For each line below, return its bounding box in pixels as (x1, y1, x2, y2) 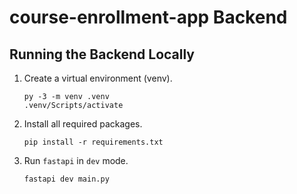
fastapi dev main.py (23, 174, 110, 184)
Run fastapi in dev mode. (23, 155, 129, 166)
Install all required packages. (23, 118, 143, 130)
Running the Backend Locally (9, 46, 196, 63)
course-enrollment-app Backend (9, 6, 288, 29)
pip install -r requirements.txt (23, 137, 164, 147)
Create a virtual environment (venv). (23, 72, 173, 84)
